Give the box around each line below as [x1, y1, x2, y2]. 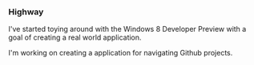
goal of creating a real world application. [8, 32, 142, 42]
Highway [8, 6, 44, 17]
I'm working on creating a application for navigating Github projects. [8, 48, 233, 58]
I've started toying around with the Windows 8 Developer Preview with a [8, 25, 247, 34]
